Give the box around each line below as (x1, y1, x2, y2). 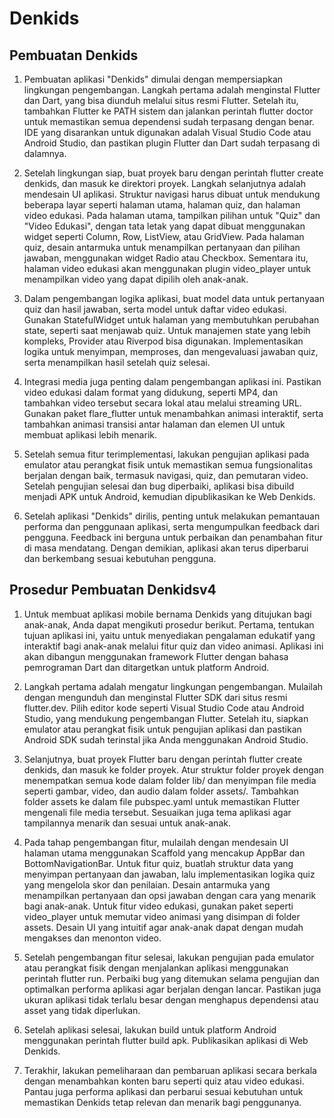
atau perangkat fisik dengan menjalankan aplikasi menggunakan (23, 962, 289, 974)
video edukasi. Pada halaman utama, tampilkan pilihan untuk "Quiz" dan (23, 210, 321, 221)
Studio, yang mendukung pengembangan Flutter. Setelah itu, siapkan (23, 712, 309, 724)
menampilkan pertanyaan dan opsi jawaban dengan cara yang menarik (23, 889, 317, 901)
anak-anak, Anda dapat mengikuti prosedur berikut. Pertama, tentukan (23, 618, 315, 631)
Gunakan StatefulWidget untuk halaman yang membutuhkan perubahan (23, 314, 320, 326)
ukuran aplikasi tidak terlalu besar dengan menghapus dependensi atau (23, 993, 319, 1006)
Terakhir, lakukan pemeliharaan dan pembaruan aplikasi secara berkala (23, 1064, 317, 1076)
